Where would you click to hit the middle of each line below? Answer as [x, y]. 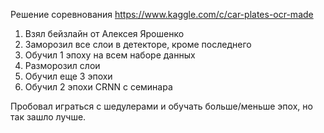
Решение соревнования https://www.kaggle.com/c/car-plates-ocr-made [162, 14]
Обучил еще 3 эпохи [68, 76]
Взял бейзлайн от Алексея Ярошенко [104, 33]
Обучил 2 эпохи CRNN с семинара [98, 87]
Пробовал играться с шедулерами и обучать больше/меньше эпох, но [161, 106]
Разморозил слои [62, 65]
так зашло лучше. [48, 117]
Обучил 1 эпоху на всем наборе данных [110, 55]
